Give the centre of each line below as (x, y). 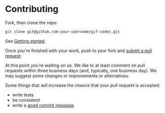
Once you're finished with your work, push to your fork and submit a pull (79, 51)
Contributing (32, 9)
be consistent (26, 100)
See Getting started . (25, 41)
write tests (23, 95)
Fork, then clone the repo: (31, 23)
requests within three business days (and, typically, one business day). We (81, 70)
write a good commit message (43, 105)
